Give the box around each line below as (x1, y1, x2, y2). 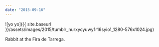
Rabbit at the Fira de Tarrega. (5, 36, 65, 42)
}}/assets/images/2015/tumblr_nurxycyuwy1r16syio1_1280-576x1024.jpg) (5, 26, 155, 32)
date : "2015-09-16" (5, 7, 46, 12)
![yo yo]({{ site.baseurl (5, 21, 51, 27)
